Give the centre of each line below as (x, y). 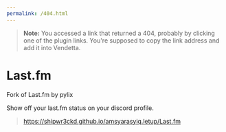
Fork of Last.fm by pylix (40, 94)
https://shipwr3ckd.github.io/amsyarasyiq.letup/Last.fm (102, 121)
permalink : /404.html (37, 13)
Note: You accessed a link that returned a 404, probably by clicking (119, 33)
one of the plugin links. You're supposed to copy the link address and (121, 40)
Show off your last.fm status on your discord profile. (80, 108)
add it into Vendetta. (52, 47)
